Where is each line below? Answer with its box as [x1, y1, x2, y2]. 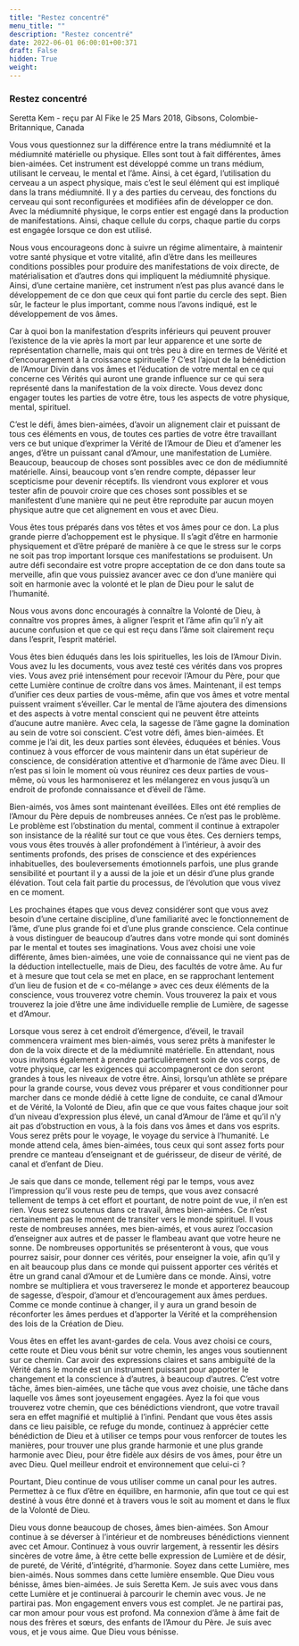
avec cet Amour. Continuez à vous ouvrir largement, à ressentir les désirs [9, 1542, 279, 1552]
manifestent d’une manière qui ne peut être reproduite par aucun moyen [9, 495, 274, 505]
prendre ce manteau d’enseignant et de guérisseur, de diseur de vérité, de [9, 1149, 283, 1160]
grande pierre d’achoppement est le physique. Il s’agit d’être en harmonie [9, 531, 278, 542]
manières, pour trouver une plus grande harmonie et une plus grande [9, 1440, 263, 1451]
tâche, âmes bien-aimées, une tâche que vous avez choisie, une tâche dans [9, 1383, 289, 1394]
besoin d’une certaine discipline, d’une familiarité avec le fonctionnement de [9, 914, 289, 924]
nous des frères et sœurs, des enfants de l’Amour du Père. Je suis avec [9, 1617, 272, 1628]
